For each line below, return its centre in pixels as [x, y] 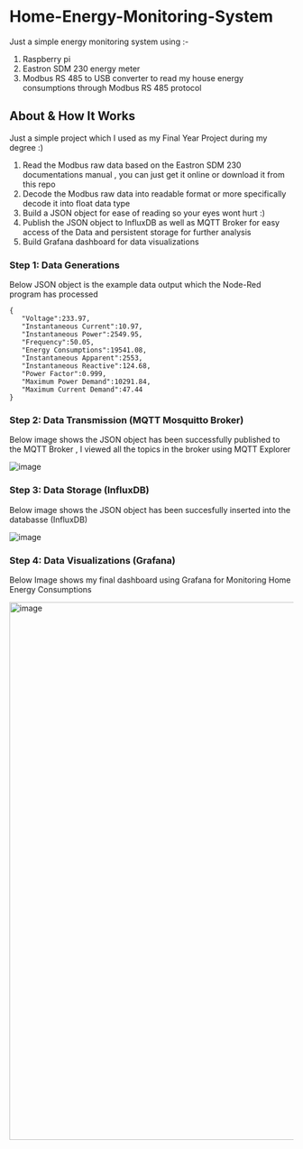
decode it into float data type [76, 203]
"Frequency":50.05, [58, 343]
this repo [39, 184]
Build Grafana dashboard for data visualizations [111, 242]
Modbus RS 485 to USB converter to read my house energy [133, 78]
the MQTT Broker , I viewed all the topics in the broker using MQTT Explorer [150, 449]
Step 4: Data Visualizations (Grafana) [92, 560]
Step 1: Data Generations [64, 265]
